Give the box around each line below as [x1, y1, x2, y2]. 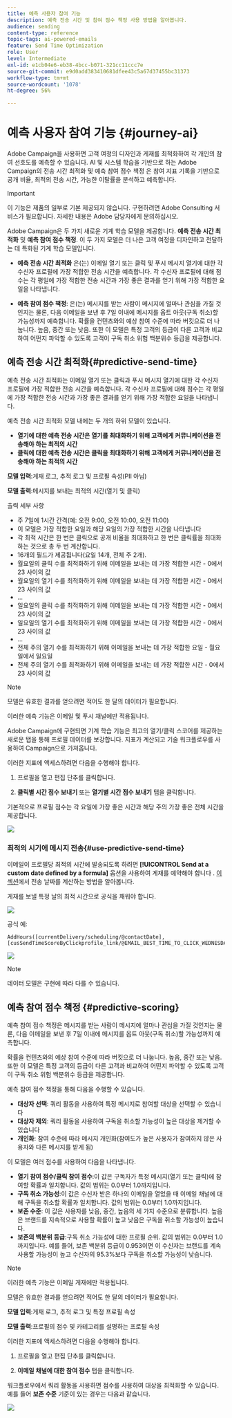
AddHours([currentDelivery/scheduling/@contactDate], [7, 934, 166, 941]
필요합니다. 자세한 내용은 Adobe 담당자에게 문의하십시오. [25, 212, 180, 221]
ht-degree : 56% [7, 87, 51, 94]
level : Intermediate [7, 55, 67, 62]
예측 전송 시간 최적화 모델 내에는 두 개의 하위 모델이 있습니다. [7, 416, 171, 425]
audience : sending [7, 23, 60, 30]
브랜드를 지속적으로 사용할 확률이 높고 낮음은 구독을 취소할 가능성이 [24, 1215, 206, 1224]
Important [7, 190, 35, 198]
